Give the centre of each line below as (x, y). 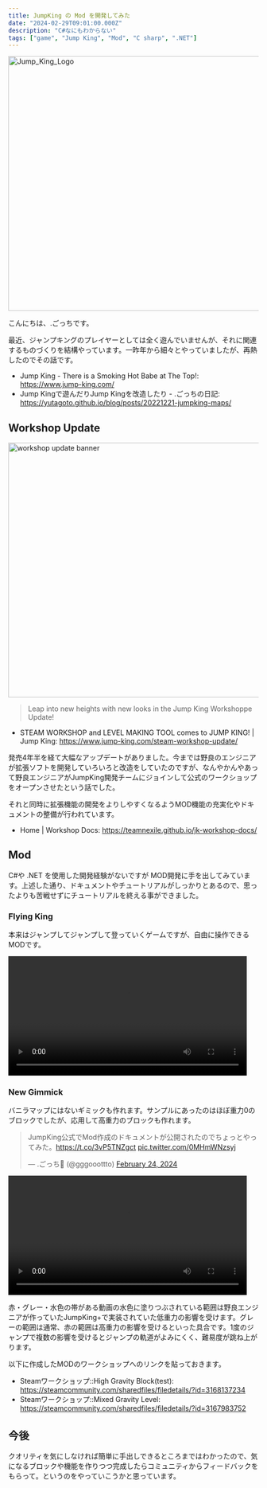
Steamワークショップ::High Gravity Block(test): (97, 1381)
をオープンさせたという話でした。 (64, 787)
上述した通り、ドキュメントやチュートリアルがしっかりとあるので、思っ (139, 885)
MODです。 (27, 945)
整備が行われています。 (81, 814)
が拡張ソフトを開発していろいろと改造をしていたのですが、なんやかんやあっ (133, 767)
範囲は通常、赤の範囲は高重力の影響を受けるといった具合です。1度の (135, 1327)
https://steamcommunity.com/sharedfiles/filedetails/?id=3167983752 (133, 1408)
